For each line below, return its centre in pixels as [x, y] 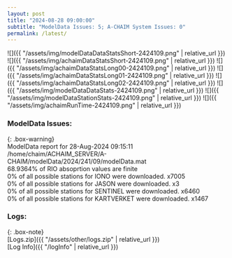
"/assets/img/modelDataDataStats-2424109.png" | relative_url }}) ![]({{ [118, 90]
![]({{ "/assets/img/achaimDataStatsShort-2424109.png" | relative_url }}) [111, 61]
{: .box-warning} [31, 139]
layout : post [26, 14]
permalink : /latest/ [37, 33]
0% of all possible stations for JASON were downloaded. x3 [93, 184]
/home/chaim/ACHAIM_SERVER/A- [57, 154]
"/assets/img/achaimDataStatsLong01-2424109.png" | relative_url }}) [115, 76]
